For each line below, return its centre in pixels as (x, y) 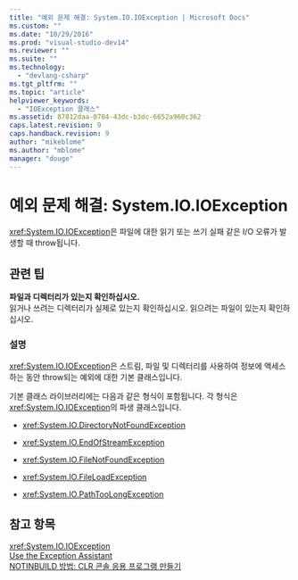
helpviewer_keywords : (50, 100)
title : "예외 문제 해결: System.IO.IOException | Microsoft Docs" (129, 17)
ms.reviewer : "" (39, 51)
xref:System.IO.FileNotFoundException (93, 460)
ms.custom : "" (36, 26)
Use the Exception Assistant (61, 556)
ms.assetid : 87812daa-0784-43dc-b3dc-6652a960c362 (105, 117)
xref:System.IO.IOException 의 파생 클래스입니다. (95, 407)
